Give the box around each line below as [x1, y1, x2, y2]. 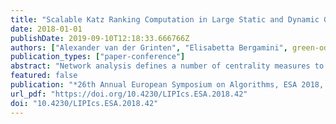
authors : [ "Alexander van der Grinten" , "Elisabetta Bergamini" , [10, 42, 288, 53]
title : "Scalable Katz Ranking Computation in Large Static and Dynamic [10, 14, 320, 25]
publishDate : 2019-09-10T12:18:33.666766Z [10, 33, 190, 43]
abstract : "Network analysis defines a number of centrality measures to [10, 61, 325, 71]
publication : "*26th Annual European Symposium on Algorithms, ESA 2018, [10, 80, 325, 90]
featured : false [10, 71, 78, 81]
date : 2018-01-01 [10, 24, 83, 34]
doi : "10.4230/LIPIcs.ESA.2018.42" [10, 98, 159, 108]
